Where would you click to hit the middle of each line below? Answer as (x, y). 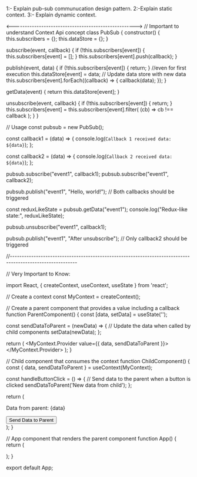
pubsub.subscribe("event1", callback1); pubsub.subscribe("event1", (87, 174)
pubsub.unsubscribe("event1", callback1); (56, 227)
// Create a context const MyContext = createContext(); (74, 297)
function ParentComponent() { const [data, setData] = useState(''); (87, 314)
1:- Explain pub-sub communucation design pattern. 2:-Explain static (89, 9)
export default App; (30, 468)
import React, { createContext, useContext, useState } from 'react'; (87, 285)
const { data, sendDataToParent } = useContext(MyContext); (79, 367)
